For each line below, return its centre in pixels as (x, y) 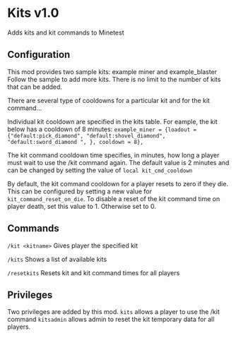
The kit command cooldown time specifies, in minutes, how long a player (113, 155)
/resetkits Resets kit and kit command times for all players (94, 272)
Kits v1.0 (33, 13)
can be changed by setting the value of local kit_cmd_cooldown (100, 170)
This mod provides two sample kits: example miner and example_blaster (112, 71)
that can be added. (35, 87)
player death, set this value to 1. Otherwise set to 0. (82, 206)
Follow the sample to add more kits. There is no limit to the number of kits (114, 79)
